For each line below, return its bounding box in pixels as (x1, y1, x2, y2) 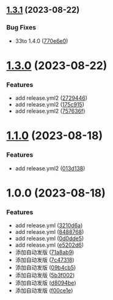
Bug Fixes (6, 23, 37, 32)
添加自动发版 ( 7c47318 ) (15, 257, 75, 264)
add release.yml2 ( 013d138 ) (15, 165, 86, 172)
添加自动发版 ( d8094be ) (15, 279, 76, 287)
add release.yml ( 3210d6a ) (15, 222, 83, 229)
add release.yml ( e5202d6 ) (15, 241, 84, 249)
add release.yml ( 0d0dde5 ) (15, 235, 84, 242)
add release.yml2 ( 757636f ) (15, 107, 86, 115)
